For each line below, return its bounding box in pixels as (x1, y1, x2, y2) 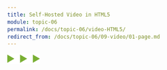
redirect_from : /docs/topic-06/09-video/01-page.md (7, 33, 160, 40)
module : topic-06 (7, 18, 58, 26)
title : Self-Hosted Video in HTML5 (7, 11, 111, 18)
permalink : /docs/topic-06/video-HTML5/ (7, 26, 127, 33)
